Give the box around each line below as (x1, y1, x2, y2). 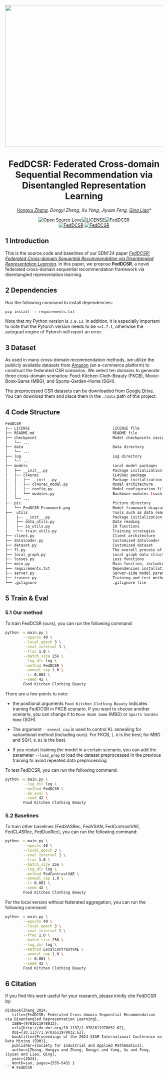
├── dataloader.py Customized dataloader (5, 538, 160, 543)
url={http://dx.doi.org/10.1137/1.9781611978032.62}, (11, 1026, 126, 1031)
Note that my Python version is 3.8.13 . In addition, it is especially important (5, 318, 160, 324)
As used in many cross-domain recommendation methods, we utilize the (5, 357, 154, 363)
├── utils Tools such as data (5, 510, 153, 515)
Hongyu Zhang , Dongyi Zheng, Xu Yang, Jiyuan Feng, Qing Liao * (16, 207, 151, 213)
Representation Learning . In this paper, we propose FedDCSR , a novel (5, 260, 149, 266)
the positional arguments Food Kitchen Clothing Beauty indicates (12, 700, 147, 706)
